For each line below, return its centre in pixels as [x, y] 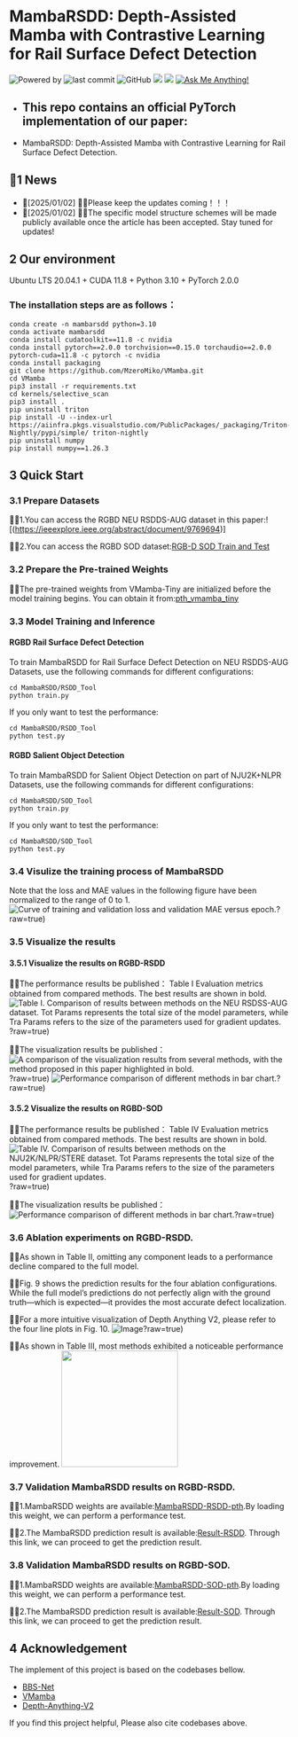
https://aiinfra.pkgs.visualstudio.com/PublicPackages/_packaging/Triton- [150, 425]
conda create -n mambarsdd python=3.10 [83, 324]
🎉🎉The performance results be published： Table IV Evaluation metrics [139, 1129]
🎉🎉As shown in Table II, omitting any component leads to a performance [141, 1256]
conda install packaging [55, 363]
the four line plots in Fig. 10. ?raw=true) [96, 1328]
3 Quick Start [47, 476]
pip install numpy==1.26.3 [59, 448]
